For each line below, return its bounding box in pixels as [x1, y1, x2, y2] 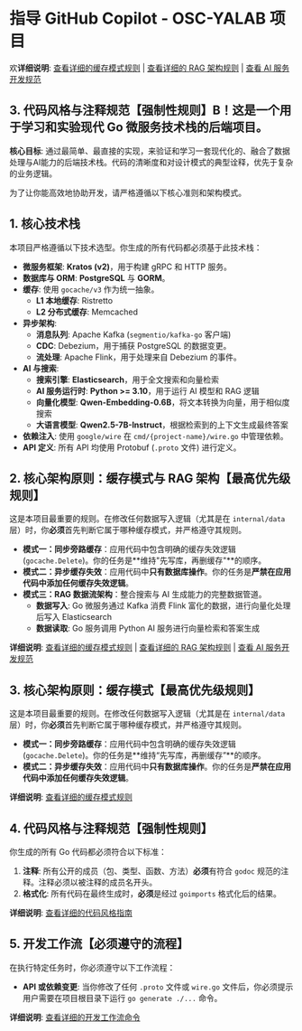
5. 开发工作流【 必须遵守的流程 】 [9, 936, 189, 951]
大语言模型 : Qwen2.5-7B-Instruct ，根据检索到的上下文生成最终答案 [35, 419, 288, 430]
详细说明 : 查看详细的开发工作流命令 [9, 1011, 141, 1022]
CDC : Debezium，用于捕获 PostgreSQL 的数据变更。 [35, 340, 232, 351]
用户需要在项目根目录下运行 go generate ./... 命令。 [22, 992, 223, 1003]
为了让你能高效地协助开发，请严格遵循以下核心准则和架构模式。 [9, 187, 246, 198]
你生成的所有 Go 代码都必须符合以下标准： [9, 847, 167, 857]
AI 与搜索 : [22, 362, 59, 373]
